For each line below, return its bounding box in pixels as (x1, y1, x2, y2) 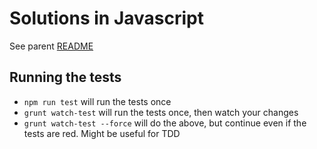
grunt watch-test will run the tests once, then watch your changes (23, 106, 299, 118)
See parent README (9, 40, 94, 52)
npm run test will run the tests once (23, 95, 172, 107)
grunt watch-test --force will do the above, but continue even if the (23, 117, 307, 129)
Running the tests (9, 69, 122, 86)
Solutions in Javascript (9, 7, 205, 30)
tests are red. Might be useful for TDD (23, 127, 181, 139)
